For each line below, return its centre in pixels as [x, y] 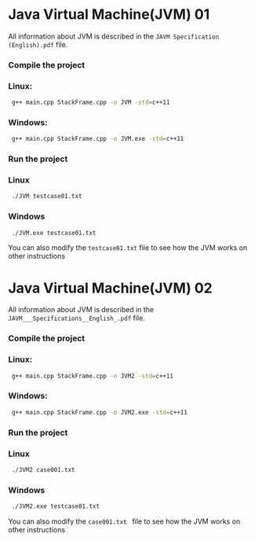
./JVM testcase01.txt [47, 197]
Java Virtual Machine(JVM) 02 [111, 288]
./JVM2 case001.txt [44, 469]
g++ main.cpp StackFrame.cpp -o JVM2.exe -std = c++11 [100, 412]
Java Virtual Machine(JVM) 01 [109, 15]
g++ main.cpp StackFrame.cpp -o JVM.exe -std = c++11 [98, 139]
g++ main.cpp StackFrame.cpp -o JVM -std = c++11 [91, 103]
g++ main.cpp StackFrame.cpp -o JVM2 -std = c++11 [93, 376]
